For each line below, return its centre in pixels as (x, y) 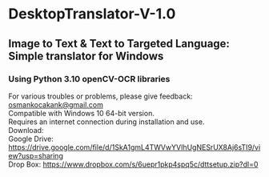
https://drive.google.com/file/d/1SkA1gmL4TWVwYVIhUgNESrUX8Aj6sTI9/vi (134, 147)
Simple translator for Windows (86, 56)
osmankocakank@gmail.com (56, 104)
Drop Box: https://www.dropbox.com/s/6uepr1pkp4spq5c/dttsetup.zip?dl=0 (133, 164)
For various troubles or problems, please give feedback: (101, 96)
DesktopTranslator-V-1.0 (92, 14)
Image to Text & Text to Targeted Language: (119, 44)
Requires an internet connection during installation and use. (106, 122)
